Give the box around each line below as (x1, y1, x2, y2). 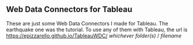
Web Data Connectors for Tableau (6, 5, 133, 14)
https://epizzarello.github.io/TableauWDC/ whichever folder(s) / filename (6, 32, 182, 39)
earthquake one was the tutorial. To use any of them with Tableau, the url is (6, 26, 188, 33)
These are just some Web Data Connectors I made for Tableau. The (6, 20, 168, 27)
